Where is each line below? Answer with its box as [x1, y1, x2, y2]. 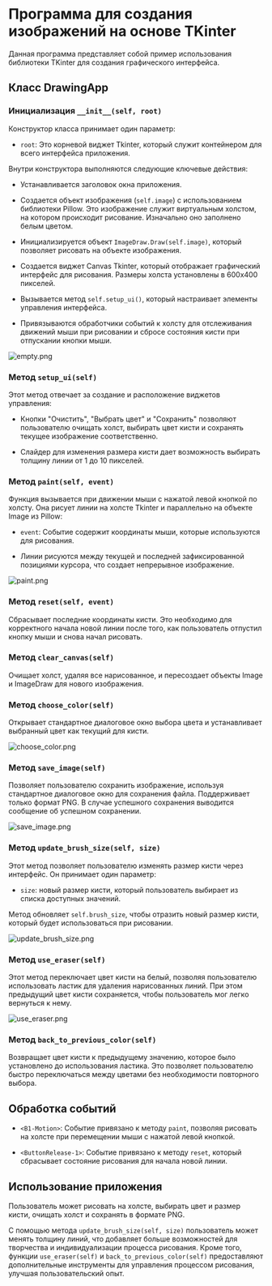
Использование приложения [8, 1180, 163, 1194]
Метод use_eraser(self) [8, 954, 106, 965]
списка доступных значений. [19, 893, 121, 904]
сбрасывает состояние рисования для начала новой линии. [19, 1156, 228, 1166]
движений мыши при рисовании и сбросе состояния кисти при [19, 327, 240, 336]
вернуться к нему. [8, 998, 72, 1007]
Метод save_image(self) [8, 763, 106, 774]
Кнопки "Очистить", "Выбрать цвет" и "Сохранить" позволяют [19, 414, 236, 424]
